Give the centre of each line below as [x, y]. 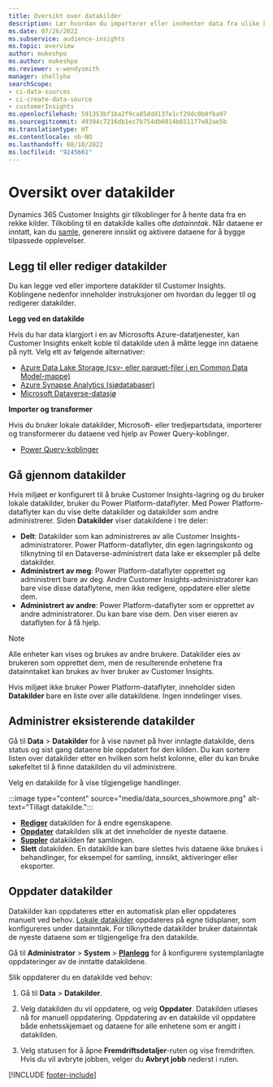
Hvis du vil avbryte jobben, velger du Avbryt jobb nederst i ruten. [130, 1059]
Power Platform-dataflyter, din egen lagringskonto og [164, 545]
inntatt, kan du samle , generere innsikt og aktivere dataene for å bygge [127, 232]
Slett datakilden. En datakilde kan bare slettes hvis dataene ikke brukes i [141, 848]
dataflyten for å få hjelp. [61, 622]
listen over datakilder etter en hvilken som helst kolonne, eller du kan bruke [134, 758]
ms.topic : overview [41, 46]
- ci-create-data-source [50, 99]
